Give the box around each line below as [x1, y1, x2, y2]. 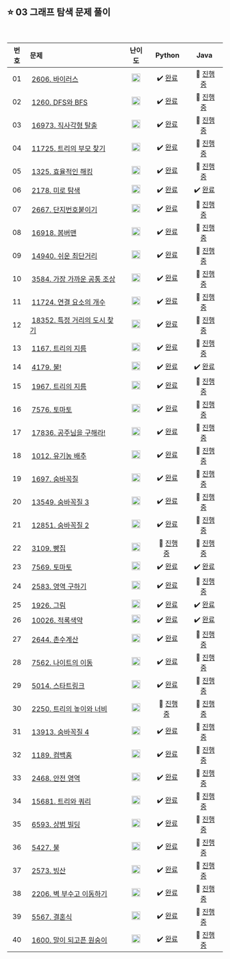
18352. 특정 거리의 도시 [31, 315, 106, 325]
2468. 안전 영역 [31, 773, 81, 783]
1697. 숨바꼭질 [31, 474, 79, 484]
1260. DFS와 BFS [31, 97, 88, 107]
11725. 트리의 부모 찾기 [31, 143, 106, 153]
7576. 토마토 [31, 405, 73, 414]
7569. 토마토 [31, 562, 73, 572]
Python [155, 50, 180, 60]
